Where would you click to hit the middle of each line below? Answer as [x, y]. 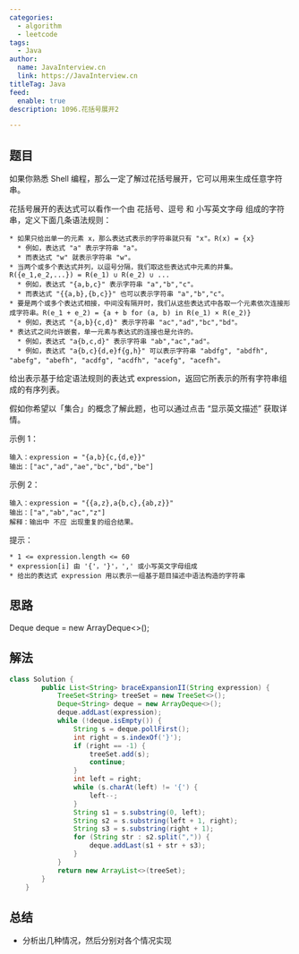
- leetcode [38, 34]
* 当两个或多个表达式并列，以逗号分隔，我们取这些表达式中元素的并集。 [123, 268]
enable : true [42, 101]
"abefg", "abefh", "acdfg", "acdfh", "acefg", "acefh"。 [117, 361]
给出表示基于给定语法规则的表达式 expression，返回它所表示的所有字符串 [145, 379]
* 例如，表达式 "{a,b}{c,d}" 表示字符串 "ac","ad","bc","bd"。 [129, 323]
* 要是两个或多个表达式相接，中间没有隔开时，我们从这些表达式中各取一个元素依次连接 [146, 304]
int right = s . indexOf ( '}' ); [127, 737]
